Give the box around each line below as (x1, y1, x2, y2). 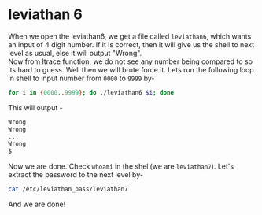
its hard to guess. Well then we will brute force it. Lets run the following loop (8, 65, 254, 74)
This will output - (8, 102, 63, 112)
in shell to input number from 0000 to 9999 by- (8, 73, 155, 83)
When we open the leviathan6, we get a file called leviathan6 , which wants (8, 32, 252, 41)
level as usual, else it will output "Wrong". (8, 48, 142, 57)
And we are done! (8, 199, 66, 209)
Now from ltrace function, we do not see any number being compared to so (8, 57, 253, 66)
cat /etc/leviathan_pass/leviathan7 (8, 185, 128, 194)
